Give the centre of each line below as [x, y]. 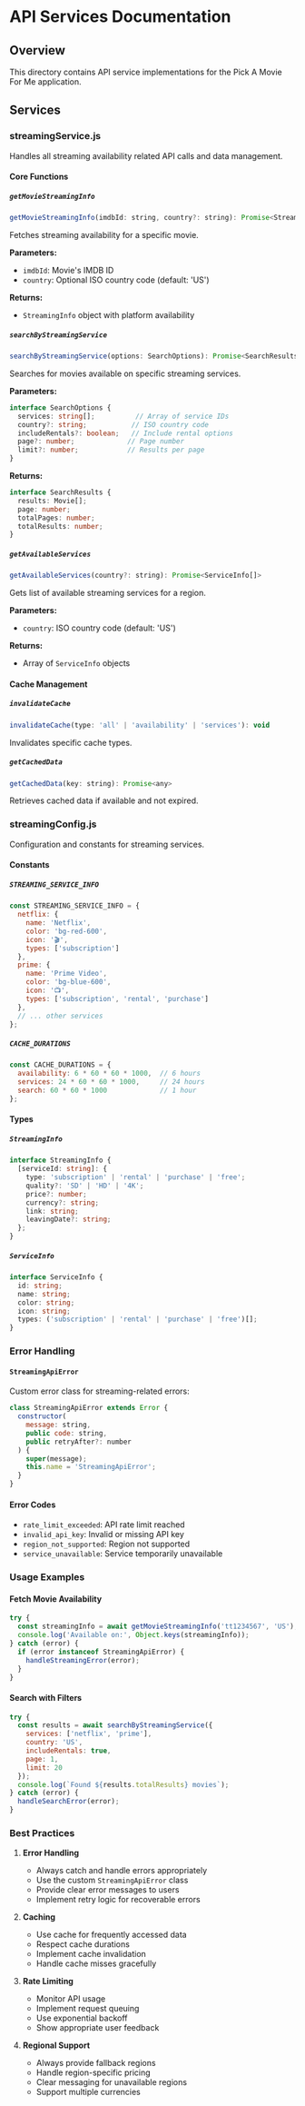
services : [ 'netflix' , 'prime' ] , [89, 1734]
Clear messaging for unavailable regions [112, 2082]
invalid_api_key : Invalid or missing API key [103, 1535]
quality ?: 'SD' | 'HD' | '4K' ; [85, 1186]
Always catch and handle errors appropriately [122, 1871]
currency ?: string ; [63, 1202]
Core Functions [39, 177]
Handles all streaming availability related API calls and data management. [146, 155]
